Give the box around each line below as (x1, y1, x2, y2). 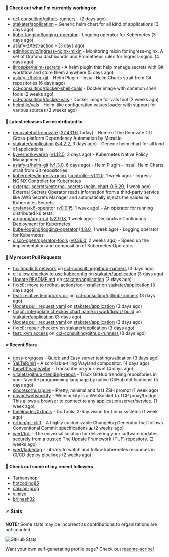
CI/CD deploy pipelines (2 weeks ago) (12, 452, 92, 458)
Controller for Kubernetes (28, 178, 81, 184)
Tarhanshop (12, 475, 38, 481)
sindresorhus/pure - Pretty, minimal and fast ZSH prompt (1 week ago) (12, 387, 159, 393)
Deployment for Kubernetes (12, 221, 71, 227)
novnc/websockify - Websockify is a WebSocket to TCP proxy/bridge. (12, 392, 158, 398)
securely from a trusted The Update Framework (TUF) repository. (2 (12, 436, 154, 442)
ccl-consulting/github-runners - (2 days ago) (12, 16, 106, 22)
